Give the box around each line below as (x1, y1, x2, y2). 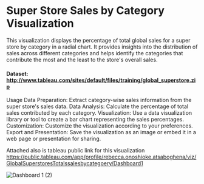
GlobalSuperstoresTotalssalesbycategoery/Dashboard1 (6, 160, 144, 167)
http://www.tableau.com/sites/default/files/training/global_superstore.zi (6, 77, 196, 84)
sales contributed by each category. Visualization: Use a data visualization (6, 109, 192, 117)
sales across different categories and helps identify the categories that (6, 49, 183, 56)
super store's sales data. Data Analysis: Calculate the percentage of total (6, 103, 189, 110)
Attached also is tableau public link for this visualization (6, 147, 145, 154)
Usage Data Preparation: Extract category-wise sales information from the (6, 97, 192, 104)
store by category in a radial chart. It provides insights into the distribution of (6, 43, 198, 50)
